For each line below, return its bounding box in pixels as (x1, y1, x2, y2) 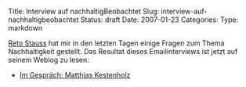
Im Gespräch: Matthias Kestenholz (19, 71, 131, 79)
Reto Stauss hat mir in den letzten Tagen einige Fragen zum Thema (8, 38, 225, 48)
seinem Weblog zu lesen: (8, 55, 90, 64)
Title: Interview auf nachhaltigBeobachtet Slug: (8, 7, 160, 16)
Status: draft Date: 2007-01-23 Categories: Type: (80, 15, 239, 24)
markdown (8, 24, 43, 32)
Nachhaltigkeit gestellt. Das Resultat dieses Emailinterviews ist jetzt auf (8, 47, 238, 56)
